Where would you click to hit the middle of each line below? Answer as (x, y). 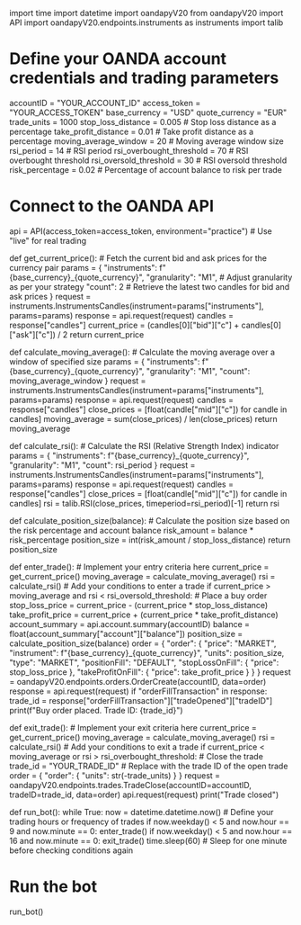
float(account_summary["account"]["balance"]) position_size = (126, 633)
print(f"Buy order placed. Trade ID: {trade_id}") (96, 710)
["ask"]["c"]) (33, 334)
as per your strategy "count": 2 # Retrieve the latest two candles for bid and (150, 286)
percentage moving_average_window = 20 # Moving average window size (147, 141)
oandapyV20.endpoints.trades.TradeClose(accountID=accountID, (130, 785)
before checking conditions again (71, 850)
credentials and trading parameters (144, 78)
